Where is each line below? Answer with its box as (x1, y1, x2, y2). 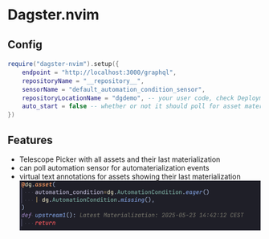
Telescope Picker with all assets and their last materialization (18, 155, 221, 164)
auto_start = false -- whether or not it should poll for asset (22, 102, 242, 110)
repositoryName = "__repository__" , (22, 76, 145, 85)
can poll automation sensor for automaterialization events (18, 163, 210, 172)
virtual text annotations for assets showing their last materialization (18, 171, 242, 181)
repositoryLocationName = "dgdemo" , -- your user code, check (22, 94, 234, 102)
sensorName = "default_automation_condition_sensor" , (22, 85, 206, 93)
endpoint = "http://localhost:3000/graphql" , (22, 68, 177, 76)
